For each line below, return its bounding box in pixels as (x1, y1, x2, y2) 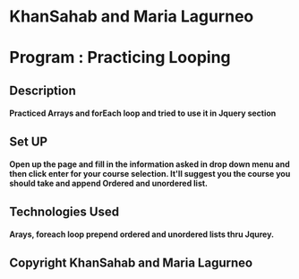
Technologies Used (9, 204, 119, 219)
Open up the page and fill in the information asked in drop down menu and (9, 159, 290, 170)
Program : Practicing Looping (9, 48, 231, 68)
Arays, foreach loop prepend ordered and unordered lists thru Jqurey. (9, 229, 275, 240)
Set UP (9, 134, 47, 149)
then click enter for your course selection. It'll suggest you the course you (9, 169, 291, 179)
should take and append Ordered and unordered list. (9, 178, 209, 189)
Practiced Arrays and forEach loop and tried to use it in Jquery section (9, 108, 277, 118)
